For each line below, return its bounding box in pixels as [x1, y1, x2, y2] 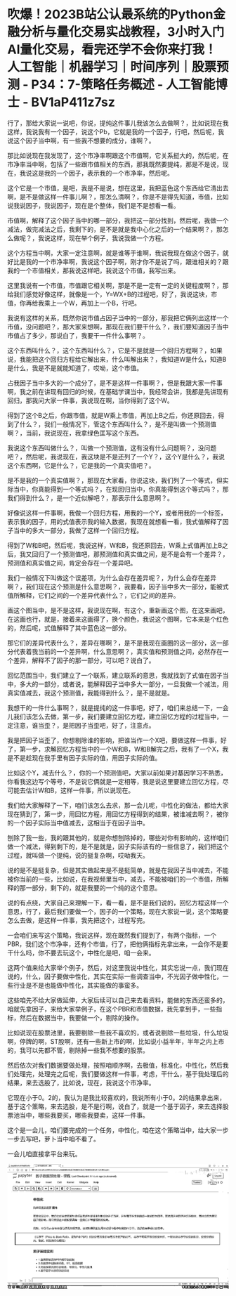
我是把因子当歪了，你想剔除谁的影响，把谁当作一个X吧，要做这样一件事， [7, 735, 221, 745]
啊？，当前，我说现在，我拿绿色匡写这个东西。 [7, 428, 143, 437]
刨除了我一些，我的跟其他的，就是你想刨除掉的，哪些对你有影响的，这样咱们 [7, 833, 229, 842]
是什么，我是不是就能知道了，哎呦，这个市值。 [7, 363, 143, 372]
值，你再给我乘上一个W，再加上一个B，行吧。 [7, 299, 140, 307]
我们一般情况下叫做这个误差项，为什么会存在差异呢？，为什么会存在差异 [7, 573, 216, 582]
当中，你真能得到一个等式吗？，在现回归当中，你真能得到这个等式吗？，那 [13, 485, 229, 493]
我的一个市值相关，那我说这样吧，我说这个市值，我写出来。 [7, 266, 180, 275]
